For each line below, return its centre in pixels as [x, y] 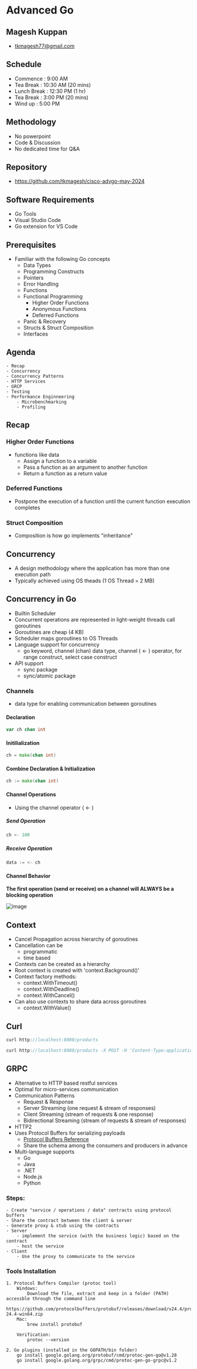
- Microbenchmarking [42, 402]
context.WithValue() [47, 1008]
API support [29, 663]
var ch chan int [26, 730]
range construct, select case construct [70, 657]
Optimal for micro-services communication [66, 1089]
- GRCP [14, 386]
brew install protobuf [55, 1325]
